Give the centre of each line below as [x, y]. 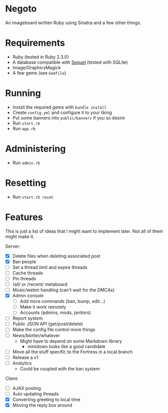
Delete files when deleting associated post [56, 256]
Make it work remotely [43, 307]
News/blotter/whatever [36, 335]
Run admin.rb [26, 163]
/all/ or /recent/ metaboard [40, 284]
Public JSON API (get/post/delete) [48, 324]
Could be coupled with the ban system [60, 369]
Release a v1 [25, 357]
